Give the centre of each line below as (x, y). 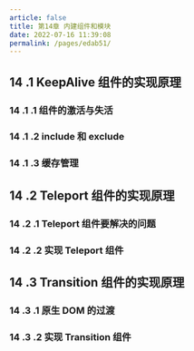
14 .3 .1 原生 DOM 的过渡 (62, 310)
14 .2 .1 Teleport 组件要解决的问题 (83, 223)
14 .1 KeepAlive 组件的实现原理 (95, 82)
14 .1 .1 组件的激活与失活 (61, 110)
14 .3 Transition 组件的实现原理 (97, 283)
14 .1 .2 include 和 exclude (67, 137)
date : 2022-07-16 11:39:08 (60, 34)
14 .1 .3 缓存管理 (44, 163)
